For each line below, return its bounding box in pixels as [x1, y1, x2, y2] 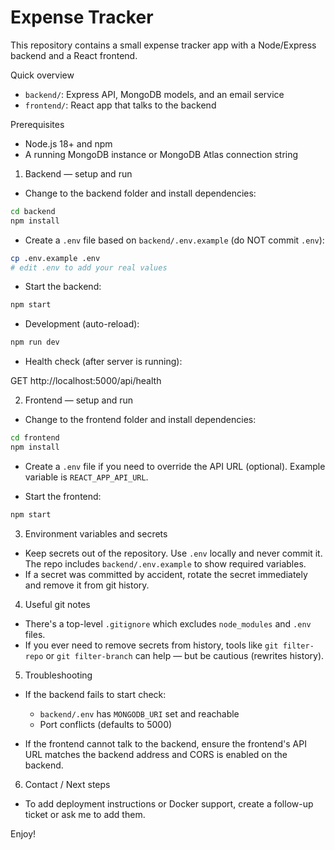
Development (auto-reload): [24, 318, 140, 330]
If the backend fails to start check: [24, 688, 167, 700]
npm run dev [10, 337, 60, 348]
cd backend [10, 206, 56, 216]
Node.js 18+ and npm [24, 137, 113, 150]
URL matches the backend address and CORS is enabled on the [24, 748, 288, 760]
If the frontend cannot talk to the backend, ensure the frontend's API [24, 737, 307, 750]
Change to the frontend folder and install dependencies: [24, 414, 257, 426]
